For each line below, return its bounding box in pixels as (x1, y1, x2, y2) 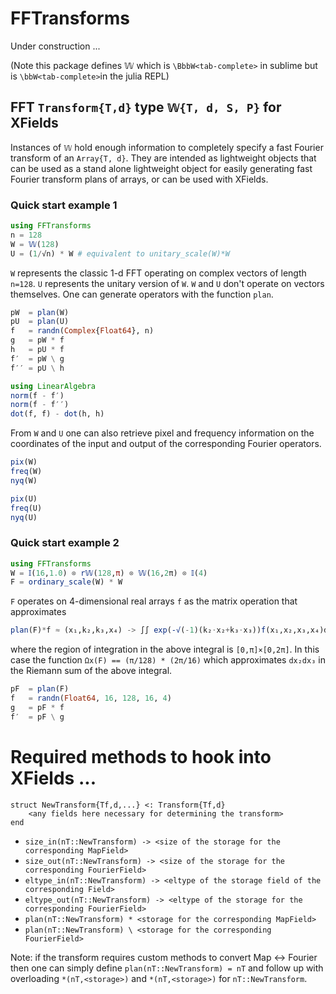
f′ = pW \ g (10, 353, 65, 364)
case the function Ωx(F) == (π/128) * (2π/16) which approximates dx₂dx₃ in (10, 654, 326, 666)
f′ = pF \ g (10, 712, 65, 722)
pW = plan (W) (10, 307, 70, 317)
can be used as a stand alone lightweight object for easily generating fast (10, 162, 313, 174)
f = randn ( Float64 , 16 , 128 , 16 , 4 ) (10, 693, 172, 704)
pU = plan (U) (10, 317, 70, 327)
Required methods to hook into (10, 745, 272, 768)
